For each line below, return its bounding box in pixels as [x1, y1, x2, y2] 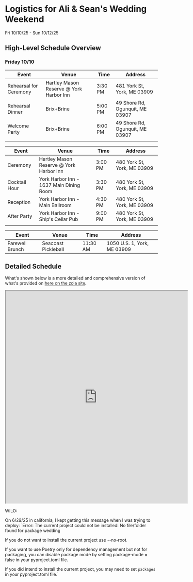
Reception [7, 198, 31, 205]
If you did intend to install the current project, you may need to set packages [5, 566, 156, 572]
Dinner [7, 108, 23, 115]
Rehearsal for [7, 82, 38, 89]
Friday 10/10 [5, 58, 35, 65]
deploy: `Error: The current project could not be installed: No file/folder [5, 523, 146, 529]
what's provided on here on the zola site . [5, 281, 87, 286]
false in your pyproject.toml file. [5, 557, 68, 563]
